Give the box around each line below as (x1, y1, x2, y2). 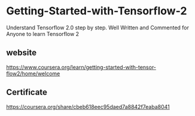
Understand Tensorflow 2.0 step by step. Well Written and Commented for (6, 24, 190, 31)
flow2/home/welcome (6, 70, 60, 77)
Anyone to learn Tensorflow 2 (6, 30, 80, 37)
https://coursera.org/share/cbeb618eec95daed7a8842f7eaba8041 (6, 103, 170, 110)
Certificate (6, 87, 48, 97)
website (6, 48, 37, 58)
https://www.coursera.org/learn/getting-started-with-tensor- (6, 63, 157, 71)
